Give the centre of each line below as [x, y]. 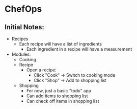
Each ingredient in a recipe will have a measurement [79, 49]
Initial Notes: [25, 27]
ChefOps [23, 9]
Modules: [21, 54]
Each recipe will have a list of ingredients [60, 44]
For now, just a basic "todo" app [59, 91]
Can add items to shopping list [57, 96]
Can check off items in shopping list [63, 101]
